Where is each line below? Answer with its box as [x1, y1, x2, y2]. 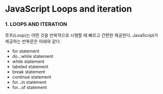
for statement [12, 48, 40, 54]
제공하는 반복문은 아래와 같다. [5, 38, 61, 44]
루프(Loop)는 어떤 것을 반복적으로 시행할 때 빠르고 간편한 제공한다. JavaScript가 [5, 33, 158, 38]
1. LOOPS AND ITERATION [5, 21, 67, 28]
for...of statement [12, 84, 47, 91]
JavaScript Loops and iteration [5, 3, 132, 15]
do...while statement [12, 54, 54, 59]
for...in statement [12, 79, 46, 85]
